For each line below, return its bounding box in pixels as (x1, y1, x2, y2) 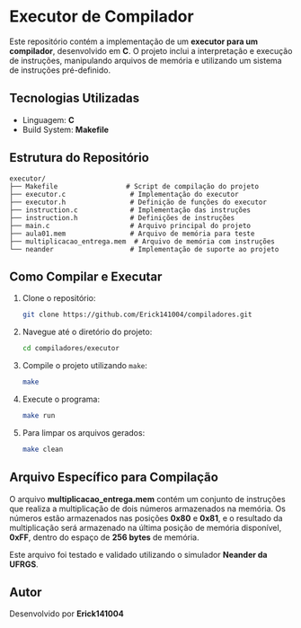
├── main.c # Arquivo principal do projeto (9, 221, 252, 230)
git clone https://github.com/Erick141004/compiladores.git (22, 310, 252, 320)
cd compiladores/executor (22, 344, 120, 353)
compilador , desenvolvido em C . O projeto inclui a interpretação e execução (9, 45, 293, 56)
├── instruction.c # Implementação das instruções (9, 205, 252, 215)
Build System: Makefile (22, 124, 110, 135)
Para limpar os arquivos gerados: (22, 427, 146, 438)
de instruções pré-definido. (9, 65, 111, 75)
